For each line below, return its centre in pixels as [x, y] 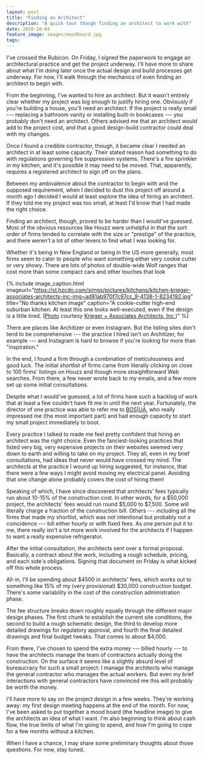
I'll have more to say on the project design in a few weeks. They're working [100, 699]
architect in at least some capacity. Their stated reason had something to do [102, 152]
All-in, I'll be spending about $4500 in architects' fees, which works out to [99, 579]
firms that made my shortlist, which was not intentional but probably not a [98, 517]
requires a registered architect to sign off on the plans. [74, 172]
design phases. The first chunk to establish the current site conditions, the [99, 617]
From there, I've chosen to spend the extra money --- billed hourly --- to [97, 648]
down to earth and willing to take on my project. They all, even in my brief [98, 453]
